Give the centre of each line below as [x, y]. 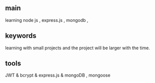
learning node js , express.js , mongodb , [47, 20]
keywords [21, 36]
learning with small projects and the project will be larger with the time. [77, 48]
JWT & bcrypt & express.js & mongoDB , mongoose [58, 75]
